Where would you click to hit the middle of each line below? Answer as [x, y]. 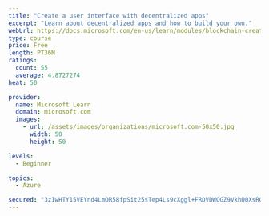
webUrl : [21, 30]
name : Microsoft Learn [53, 105]
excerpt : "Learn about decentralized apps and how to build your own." [130, 23]
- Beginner [34, 164]
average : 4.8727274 [48, 75]
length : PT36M [32, 53]
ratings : [23, 61]
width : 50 [46, 134]
